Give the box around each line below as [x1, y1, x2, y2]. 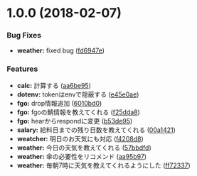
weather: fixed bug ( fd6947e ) [16, 46, 105, 55]
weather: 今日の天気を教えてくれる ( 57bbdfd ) [16, 143, 151, 152]
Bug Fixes [6, 31, 42, 40]
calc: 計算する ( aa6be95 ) [16, 81, 92, 89]
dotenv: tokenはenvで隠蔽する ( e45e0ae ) [16, 90, 139, 99]
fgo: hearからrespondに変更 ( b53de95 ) [16, 116, 133, 125]
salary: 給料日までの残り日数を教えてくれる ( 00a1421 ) [16, 126, 176, 134]
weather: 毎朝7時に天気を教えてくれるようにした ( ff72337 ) [16, 161, 191, 170]
